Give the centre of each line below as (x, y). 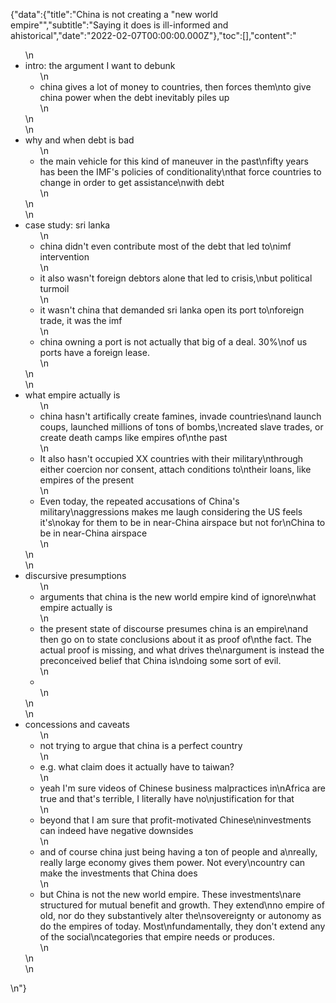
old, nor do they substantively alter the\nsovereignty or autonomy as (180, 915)
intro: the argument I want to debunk (100, 65)
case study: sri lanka (67, 225)
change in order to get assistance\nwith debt (132, 182)
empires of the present (87, 480)
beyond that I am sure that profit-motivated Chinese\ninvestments (175, 820)
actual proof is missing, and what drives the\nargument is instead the (182, 650)
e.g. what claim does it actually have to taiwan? (137, 767)
